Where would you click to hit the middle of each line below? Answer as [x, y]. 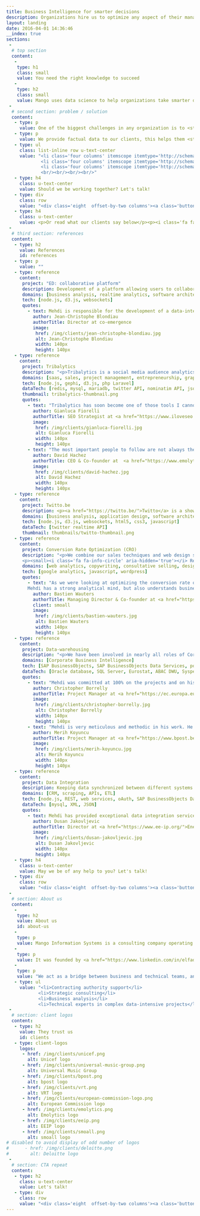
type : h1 [28, 67]
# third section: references [48, 233]
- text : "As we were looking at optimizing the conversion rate [109, 583]
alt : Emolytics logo [53, 1115]
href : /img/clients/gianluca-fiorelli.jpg [89, 428]
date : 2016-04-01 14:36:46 [40, 28]
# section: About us [37, 899]
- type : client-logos [41, 1043]
